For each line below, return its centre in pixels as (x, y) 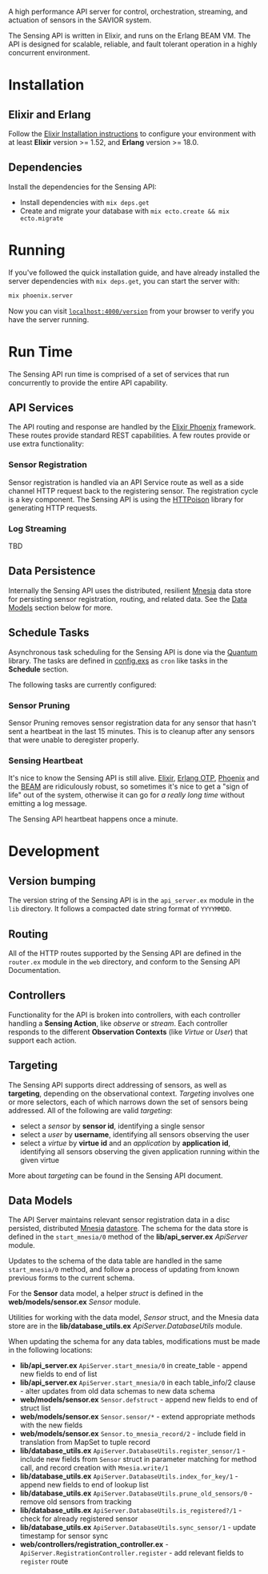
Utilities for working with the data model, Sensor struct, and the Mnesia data (134, 1318)
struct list (35, 1408)
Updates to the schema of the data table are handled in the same (115, 1261)
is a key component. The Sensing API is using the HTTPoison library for (126, 499)
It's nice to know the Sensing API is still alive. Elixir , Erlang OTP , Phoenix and (134, 778)
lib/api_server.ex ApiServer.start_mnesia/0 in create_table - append (134, 1366)
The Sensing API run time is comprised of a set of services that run (119, 374)
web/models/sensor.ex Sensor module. (75, 1302)
